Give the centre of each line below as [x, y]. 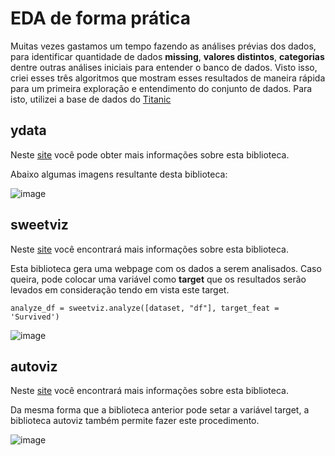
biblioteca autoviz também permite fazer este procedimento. [135, 421]
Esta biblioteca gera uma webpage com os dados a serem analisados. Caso [166, 268]
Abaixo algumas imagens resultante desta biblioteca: [119, 174]
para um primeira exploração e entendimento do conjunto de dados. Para [161, 88]
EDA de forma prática [101, 18]
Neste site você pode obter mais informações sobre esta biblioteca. [150, 154]
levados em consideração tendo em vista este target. [120, 289]
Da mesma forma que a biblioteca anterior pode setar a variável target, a [160, 410]
